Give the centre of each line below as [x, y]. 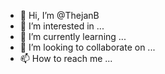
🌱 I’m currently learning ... [73, 36]
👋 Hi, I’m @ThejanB [59, 15]
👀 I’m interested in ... [62, 26]
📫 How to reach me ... [66, 58]
